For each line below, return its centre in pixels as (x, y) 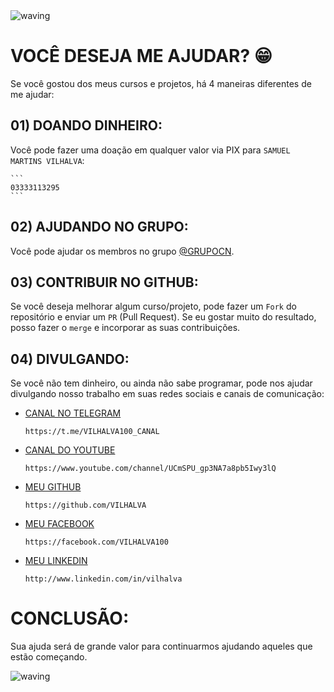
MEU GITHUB (53, 487)
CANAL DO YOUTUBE (70, 450)
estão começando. (49, 657)
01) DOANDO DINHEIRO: (86, 125)
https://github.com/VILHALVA (85, 505)
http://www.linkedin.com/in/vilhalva (103, 579)
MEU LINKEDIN (56, 561)
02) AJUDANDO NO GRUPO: (99, 227)
